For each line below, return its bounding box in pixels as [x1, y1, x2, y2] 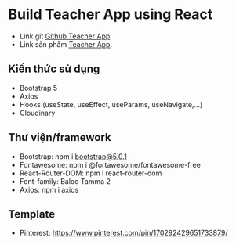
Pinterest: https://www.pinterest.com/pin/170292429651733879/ [19, 229, 228, 238]
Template [8, 207, 56, 221]
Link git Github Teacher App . [19, 31, 112, 41]
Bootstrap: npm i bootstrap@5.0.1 [19, 151, 127, 161]
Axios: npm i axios [19, 185, 79, 194]
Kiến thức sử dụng [8, 63, 100, 76]
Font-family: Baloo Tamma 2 [19, 176, 111, 186]
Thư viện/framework [8, 131, 111, 144]
